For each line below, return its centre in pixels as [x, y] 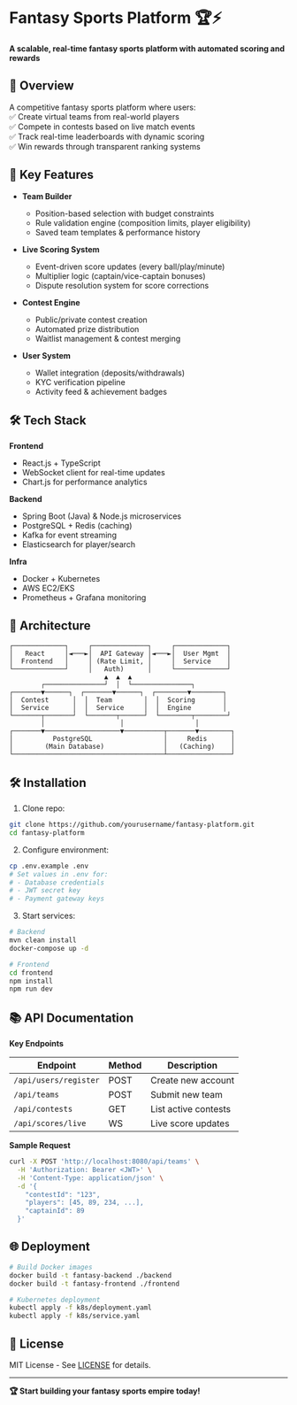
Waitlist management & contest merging [108, 338]
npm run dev [31, 989]
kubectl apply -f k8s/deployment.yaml [80, 1308]
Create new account [192, 1080]
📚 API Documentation [72, 1018]
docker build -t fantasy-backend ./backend [91, 1275]
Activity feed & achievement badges [101, 391]
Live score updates [190, 1123]
